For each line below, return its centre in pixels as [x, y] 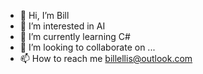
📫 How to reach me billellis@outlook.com [106, 58]
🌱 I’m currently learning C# [75, 36]
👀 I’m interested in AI [62, 26]
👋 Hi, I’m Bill [44, 15]
